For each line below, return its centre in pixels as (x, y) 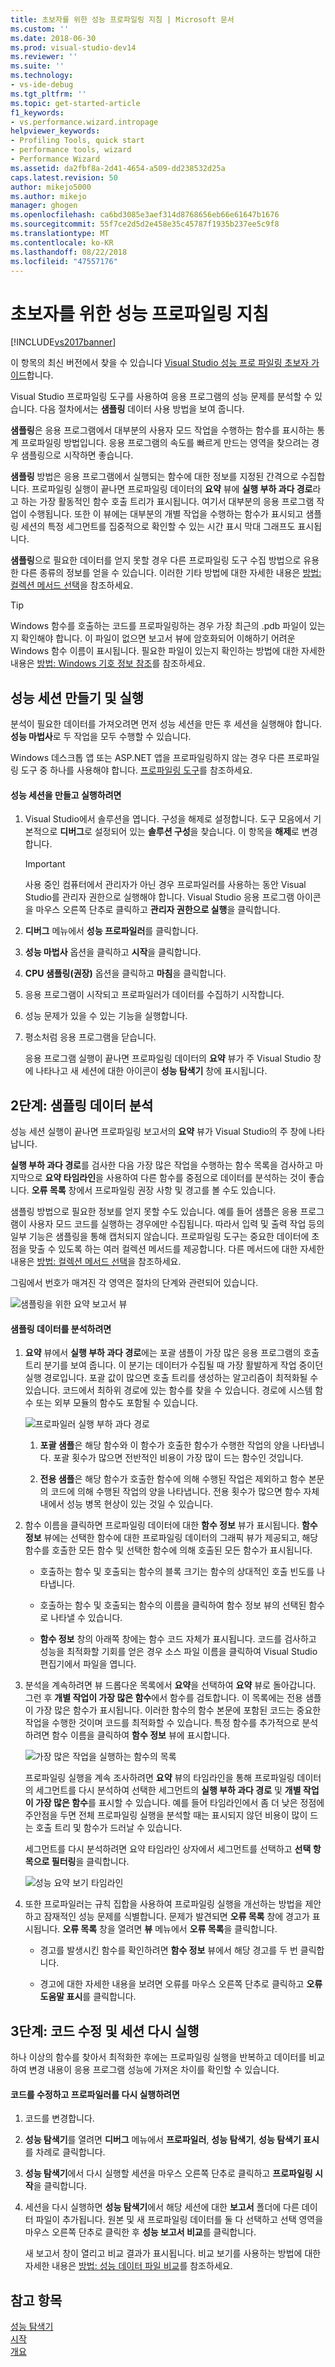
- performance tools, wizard (71, 150)
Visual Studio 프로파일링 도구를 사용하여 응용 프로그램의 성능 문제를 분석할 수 (161, 397)
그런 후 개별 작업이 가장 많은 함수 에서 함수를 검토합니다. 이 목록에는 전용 (163, 1698)
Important (45, 864)
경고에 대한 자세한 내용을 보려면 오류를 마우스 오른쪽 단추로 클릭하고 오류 (181, 1984)
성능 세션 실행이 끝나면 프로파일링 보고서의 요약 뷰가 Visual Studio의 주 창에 (158, 1132)
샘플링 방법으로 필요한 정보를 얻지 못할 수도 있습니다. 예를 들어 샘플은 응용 (154, 1212)
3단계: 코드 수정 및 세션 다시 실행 (105, 2031)
